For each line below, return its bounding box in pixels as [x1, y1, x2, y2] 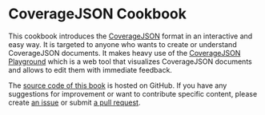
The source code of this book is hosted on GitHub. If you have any [8, 81, 227, 90]
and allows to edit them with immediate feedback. [8, 65, 172, 74]
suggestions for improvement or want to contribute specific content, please [8, 89, 258, 98]
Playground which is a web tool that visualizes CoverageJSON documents [8, 57, 252, 66]
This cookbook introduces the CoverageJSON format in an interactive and [8, 31, 253, 41]
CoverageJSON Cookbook [8, 5, 187, 23]
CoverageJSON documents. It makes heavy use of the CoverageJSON [8, 48, 241, 57]
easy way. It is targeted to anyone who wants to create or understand [8, 39, 238, 49]
